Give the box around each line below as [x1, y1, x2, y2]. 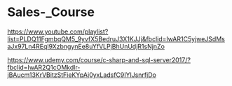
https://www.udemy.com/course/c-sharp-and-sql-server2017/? [7, 55, 191, 64]
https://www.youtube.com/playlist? [7, 27, 109, 36]
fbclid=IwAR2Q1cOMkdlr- [7, 63, 81, 71]
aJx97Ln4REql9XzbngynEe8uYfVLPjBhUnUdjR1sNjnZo [7, 42, 165, 50]
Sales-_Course [7, 4, 95, 20]
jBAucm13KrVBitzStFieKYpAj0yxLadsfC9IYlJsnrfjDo [7, 71, 156, 79]
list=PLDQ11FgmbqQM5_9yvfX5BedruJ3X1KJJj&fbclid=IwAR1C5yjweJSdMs [7, 34, 226, 43]
